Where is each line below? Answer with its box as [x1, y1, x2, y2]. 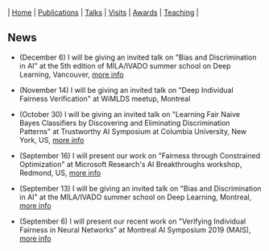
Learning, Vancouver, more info [19, 69, 124, 79]
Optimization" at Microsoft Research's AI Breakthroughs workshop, [19, 159, 242, 169]
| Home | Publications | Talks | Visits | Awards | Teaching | [7, 8, 199, 17]
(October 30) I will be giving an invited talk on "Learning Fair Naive [19, 109, 241, 119]
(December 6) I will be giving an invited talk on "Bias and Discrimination [19, 52, 257, 62]
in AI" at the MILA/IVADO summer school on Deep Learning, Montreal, [19, 192, 252, 202]
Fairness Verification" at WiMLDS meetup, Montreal [19, 94, 191, 103]
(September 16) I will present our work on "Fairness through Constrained [19, 150, 261, 161]
